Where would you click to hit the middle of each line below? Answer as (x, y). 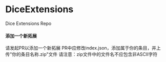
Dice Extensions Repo (28, 23)
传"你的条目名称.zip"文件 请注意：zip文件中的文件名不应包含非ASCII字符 (81, 54)
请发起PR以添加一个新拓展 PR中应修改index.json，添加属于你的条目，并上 (83, 48)
